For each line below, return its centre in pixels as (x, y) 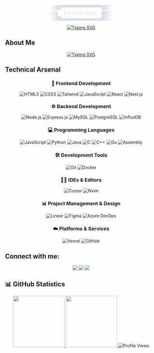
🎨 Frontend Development (81, 83)
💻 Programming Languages (81, 130)
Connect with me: (32, 256)
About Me (20, 43)
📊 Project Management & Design (81, 203)
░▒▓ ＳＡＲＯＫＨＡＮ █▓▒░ (81, 13)
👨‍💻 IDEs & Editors (81, 180)
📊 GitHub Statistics (35, 284)
